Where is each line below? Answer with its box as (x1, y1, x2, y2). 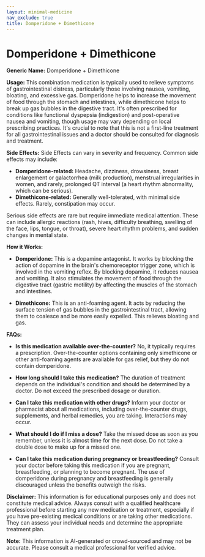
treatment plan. (6, 526, 45, 533)
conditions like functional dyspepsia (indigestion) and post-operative (6, 111, 180, 119)
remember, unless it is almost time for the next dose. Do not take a (15, 437, 183, 444)
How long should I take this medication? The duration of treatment (15, 374, 185, 381)
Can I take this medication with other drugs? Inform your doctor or (15, 399, 186, 406)
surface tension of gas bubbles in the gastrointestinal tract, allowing (15, 306, 187, 313)
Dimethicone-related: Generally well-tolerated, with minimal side (15, 193, 181, 201)
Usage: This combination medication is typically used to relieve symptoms (6, 79, 194, 86)
